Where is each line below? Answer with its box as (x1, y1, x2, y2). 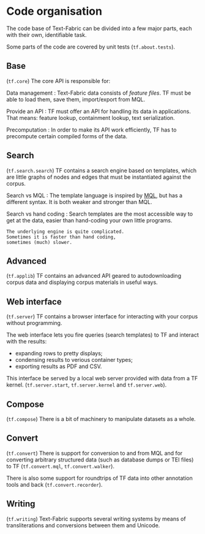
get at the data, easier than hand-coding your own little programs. (6, 216, 173, 224)
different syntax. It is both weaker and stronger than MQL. (6, 198, 152, 205)
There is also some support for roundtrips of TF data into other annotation (6, 474, 193, 482)
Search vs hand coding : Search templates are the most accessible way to (6, 210, 193, 218)
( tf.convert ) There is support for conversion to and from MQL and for (6, 449, 183, 457)
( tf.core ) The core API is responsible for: (6, 77, 111, 84)
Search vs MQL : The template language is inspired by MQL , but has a (6, 192, 182, 199)
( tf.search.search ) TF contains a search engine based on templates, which (6, 167, 197, 174)
